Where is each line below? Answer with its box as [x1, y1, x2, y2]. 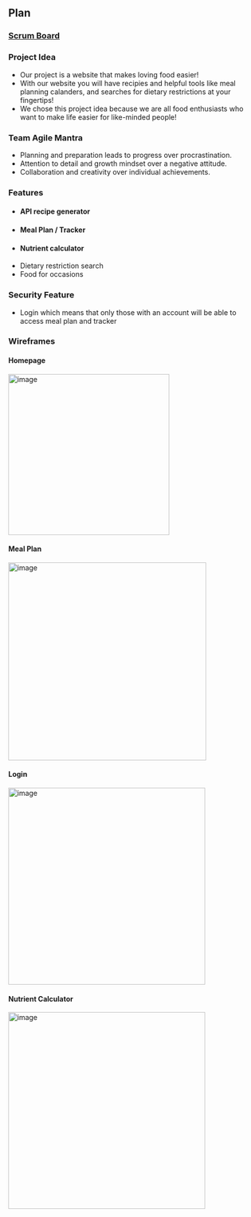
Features [8, 187, 44, 198]
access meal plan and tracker [19, 316, 117, 325]
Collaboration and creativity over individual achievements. [19, 167, 211, 176]
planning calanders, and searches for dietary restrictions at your [19, 87, 231, 96]
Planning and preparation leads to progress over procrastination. [19, 150, 233, 160]
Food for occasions [19, 270, 84, 279]
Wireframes [8, 336, 56, 347]
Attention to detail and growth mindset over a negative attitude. [19, 159, 227, 168]
